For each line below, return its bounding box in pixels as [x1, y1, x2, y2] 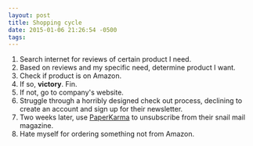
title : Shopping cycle [8, 19, 82, 27]
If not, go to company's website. [19, 87, 124, 98]
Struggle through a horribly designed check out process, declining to [19, 96, 243, 105]
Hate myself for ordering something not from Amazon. [19, 130, 194, 139]
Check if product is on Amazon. [19, 71, 122, 80]
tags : [8, 33, 26, 41]
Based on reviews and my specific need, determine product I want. [19, 63, 237, 73]
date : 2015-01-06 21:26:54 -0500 [8, 26, 117, 34]
